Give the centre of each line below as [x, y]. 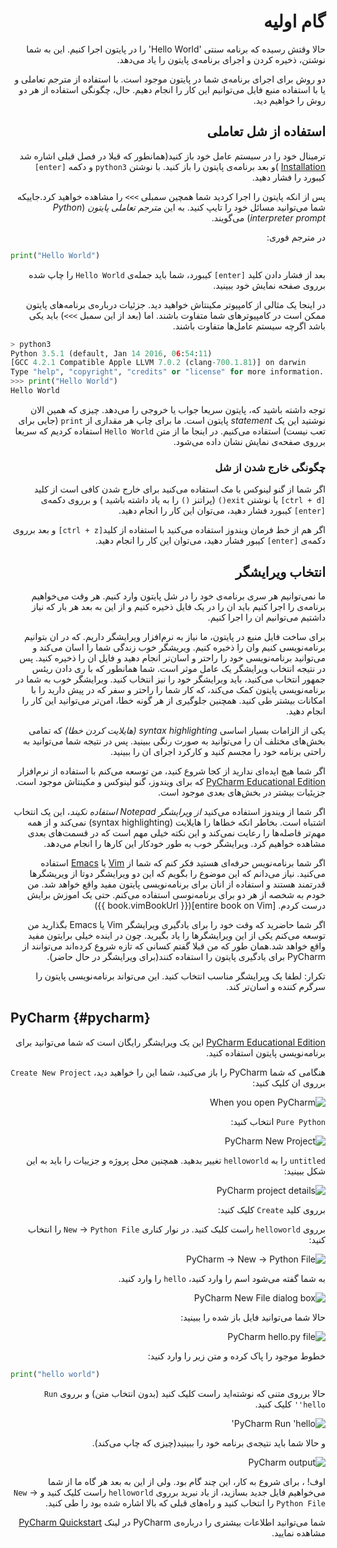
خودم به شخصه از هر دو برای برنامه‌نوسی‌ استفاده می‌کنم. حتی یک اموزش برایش [176, 894]
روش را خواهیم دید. [289, 100]
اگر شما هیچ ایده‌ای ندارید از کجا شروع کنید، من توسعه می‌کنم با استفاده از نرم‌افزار [171, 771]
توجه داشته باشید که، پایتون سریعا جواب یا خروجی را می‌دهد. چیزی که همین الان [178, 409]
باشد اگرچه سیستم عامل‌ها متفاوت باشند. [249, 326]
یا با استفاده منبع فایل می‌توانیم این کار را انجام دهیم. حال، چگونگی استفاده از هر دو [172, 89]
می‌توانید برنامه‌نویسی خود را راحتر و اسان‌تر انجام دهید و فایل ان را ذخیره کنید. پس [172, 657]
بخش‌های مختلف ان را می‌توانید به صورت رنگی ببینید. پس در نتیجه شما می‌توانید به [174, 741]
